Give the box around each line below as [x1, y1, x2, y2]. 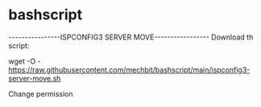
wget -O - [8, 56, 41, 66]
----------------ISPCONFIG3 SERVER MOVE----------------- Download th [8, 32, 254, 42]
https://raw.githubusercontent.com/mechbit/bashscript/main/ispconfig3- [8, 64, 251, 74]
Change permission [8, 88, 74, 98]
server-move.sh [8, 73, 61, 83]
